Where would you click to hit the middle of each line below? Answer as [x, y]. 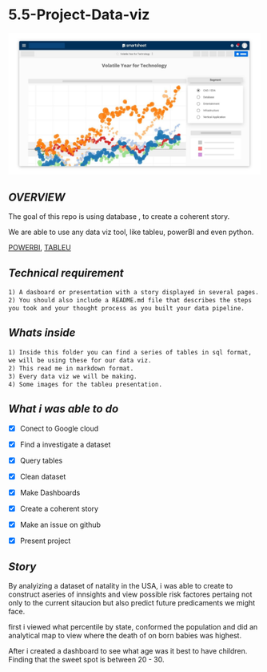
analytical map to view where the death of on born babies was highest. [125, 636]
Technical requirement [66, 273]
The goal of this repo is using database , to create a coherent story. [119, 217]
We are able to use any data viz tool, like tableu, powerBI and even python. [131, 232]
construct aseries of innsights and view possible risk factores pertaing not [130, 594]
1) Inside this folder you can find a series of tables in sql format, [130, 352]
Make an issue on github [60, 525]
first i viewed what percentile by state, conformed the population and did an [133, 627]
